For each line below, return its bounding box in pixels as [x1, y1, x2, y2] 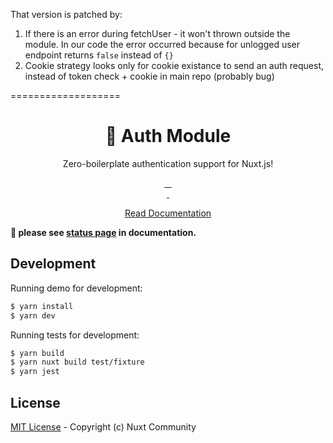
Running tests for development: [10, 329, 140, 341]
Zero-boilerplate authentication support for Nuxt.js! [62, 157, 274, 169]
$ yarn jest [10, 367, 60, 377]
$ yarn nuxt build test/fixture [10, 357, 145, 368]
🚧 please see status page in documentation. [10, 226, 197, 238]
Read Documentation [124, 207, 212, 219]
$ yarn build [10, 348, 65, 358]
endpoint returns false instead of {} [24, 49, 174, 61]
